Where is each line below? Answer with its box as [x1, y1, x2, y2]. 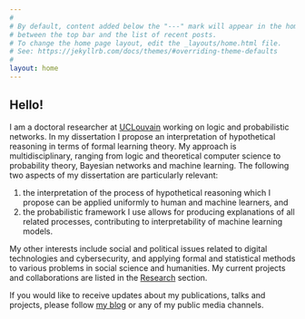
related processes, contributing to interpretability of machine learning [22, 216, 283, 227]
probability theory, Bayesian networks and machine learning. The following [9, 159, 290, 170]
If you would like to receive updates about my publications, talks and [9, 289, 266, 300]
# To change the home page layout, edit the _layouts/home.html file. [9, 38, 282, 48]
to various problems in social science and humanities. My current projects [9, 262, 286, 273]
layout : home [9, 64, 59, 73]
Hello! [9, 97, 44, 113]
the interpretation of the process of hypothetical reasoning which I [22, 187, 271, 198]
